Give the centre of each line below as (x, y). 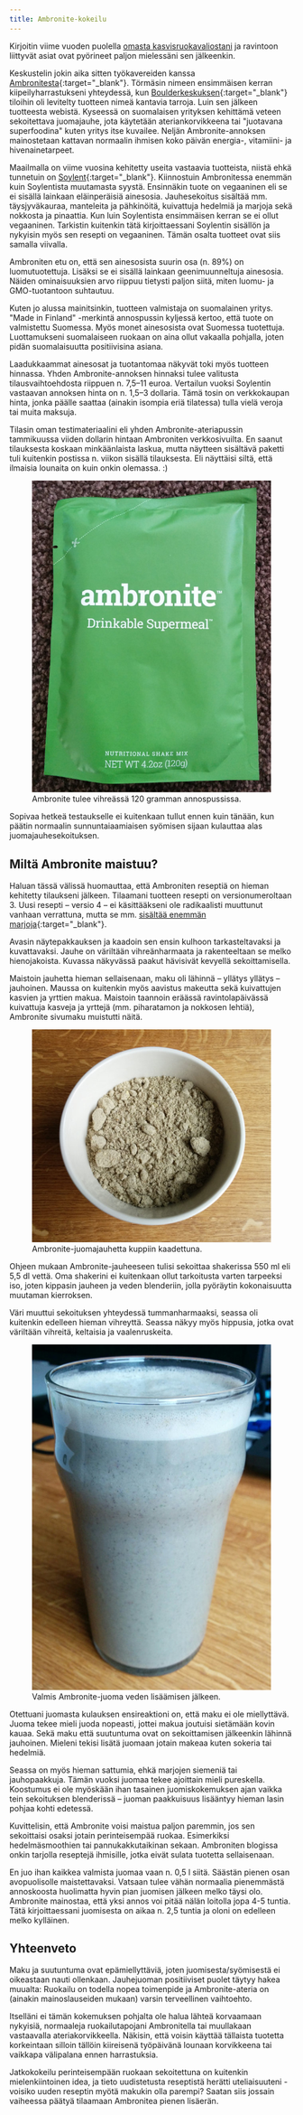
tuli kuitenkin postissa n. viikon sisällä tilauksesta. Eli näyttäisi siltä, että (141, 458)
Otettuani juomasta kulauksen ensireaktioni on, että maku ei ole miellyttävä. (149, 1714)
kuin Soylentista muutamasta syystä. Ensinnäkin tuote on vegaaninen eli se (148, 186)
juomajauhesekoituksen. (55, 836)
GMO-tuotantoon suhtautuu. (62, 290)
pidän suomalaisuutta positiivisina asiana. (87, 346)
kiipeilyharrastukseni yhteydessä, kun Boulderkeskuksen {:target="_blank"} (149, 92)
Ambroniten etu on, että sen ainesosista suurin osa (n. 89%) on (127, 261)
